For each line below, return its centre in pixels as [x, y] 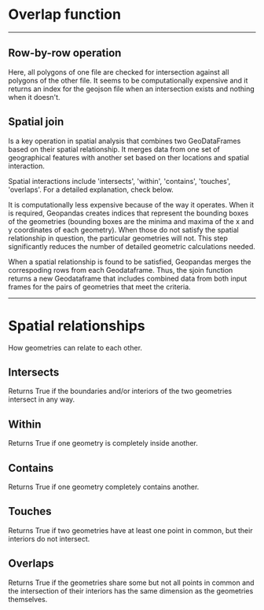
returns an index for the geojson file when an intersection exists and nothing [132, 89]
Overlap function [65, 15]
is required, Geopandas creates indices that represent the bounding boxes [128, 213]
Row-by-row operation [65, 53]
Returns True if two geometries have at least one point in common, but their [130, 530]
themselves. [28, 599]
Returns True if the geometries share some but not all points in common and [131, 582]
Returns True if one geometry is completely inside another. [103, 443]
